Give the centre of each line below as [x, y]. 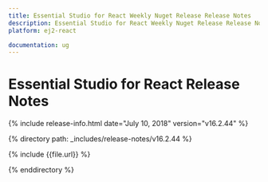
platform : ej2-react [43, 30]
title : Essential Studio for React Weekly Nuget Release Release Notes [130, 16]
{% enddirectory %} [41, 170]
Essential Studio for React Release [124, 84]
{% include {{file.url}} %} [49, 154]
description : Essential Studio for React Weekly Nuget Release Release [130, 23]
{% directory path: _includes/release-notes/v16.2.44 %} [100, 139]
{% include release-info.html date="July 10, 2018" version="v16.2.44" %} [128, 124]
